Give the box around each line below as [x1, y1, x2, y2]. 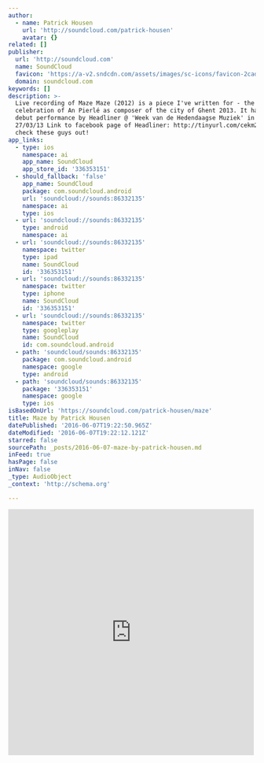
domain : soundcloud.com [15, 77, 93, 85]
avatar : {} [22, 33, 58, 42]
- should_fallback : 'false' [15, 172, 108, 181]
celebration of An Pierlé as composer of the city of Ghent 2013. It [15, 107, 247, 115]
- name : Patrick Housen [15, 19, 93, 27]
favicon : [15, 70, 44, 78]
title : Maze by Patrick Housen [8, 414, 111, 422]
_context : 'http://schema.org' [8, 480, 111, 488]
